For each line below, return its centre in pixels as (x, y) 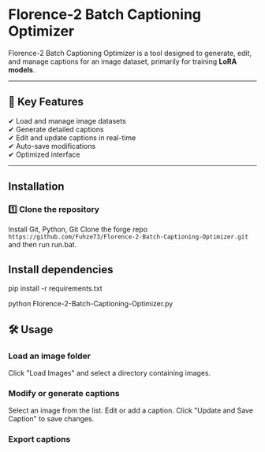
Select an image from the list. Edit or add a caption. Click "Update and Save (131, 410)
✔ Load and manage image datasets (67, 120)
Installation (36, 187)
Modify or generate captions (64, 393)
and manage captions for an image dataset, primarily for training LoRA (123, 61)
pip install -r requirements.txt (55, 288)
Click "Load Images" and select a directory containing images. (110, 372)
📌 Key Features (46, 102)
